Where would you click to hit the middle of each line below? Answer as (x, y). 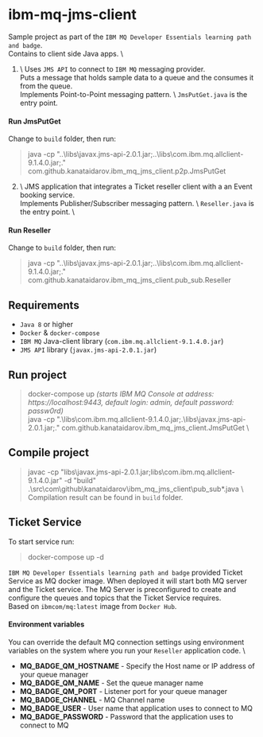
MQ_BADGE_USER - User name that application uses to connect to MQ (136, 708)
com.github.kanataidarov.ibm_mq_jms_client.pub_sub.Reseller (130, 280)
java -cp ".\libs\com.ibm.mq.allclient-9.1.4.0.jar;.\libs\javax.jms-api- (137, 419)
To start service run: (41, 541)
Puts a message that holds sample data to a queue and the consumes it (137, 77)
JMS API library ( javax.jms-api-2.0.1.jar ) (88, 350)
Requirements (44, 305)
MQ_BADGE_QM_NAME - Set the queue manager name (112, 683)
